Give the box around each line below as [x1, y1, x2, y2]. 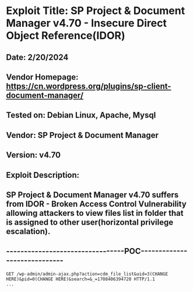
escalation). [6, 226, 51, 236]
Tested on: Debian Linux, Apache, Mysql [6, 110, 156, 121]
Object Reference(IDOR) [6, 29, 125, 42]
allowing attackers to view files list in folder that [6, 208, 184, 218]
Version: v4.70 [6, 150, 61, 160]
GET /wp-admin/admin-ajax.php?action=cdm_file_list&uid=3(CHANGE [6, 271, 168, 277]
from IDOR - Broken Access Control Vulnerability [6, 199, 187, 209]
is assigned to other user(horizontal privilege [6, 217, 174, 227]
